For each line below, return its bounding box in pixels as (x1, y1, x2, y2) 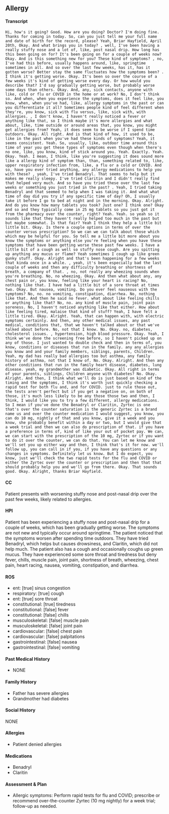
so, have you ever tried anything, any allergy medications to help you (5, 167, 162, 172)
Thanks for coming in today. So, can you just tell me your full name (5, 34, 157, 39)
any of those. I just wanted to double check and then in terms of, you (5, 340, 162, 345)
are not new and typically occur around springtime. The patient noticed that (5, 530, 163, 536)
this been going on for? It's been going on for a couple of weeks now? (5, 52, 162, 57)
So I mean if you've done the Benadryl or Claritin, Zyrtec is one (5, 402, 151, 407)
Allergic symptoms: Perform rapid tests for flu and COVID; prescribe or (12, 792, 160, 798)
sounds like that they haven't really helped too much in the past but (5, 216, 159, 221)
